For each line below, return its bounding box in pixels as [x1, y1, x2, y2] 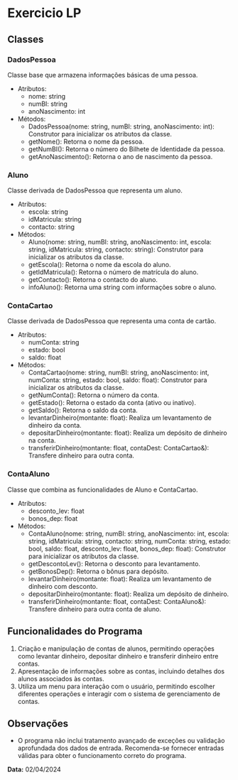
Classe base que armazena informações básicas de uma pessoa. [7, 70, 198, 79]
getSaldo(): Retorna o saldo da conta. [28, 406, 139, 415]
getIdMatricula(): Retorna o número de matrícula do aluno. [28, 268, 199, 276]
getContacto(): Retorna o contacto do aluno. [28, 276, 158, 284]
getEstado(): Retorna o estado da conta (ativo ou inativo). [28, 399, 197, 407]
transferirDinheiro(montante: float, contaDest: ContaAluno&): [28, 597, 207, 605]
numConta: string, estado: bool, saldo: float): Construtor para [28, 376, 207, 384]
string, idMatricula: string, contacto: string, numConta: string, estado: [28, 536, 231, 545]
